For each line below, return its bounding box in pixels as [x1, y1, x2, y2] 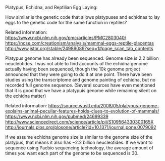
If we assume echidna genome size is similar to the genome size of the [5, 134, 153, 140]
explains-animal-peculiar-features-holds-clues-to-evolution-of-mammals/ [5, 108, 159, 114]
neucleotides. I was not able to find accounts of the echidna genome [5, 61, 148, 66]
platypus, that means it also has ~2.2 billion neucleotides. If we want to [5, 139, 153, 145]
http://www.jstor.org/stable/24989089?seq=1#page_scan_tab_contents [5, 46, 153, 51]
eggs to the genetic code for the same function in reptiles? [5, 20, 127, 25]
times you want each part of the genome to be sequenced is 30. [5, 150, 139, 156]
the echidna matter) [5, 93, 46, 99]
